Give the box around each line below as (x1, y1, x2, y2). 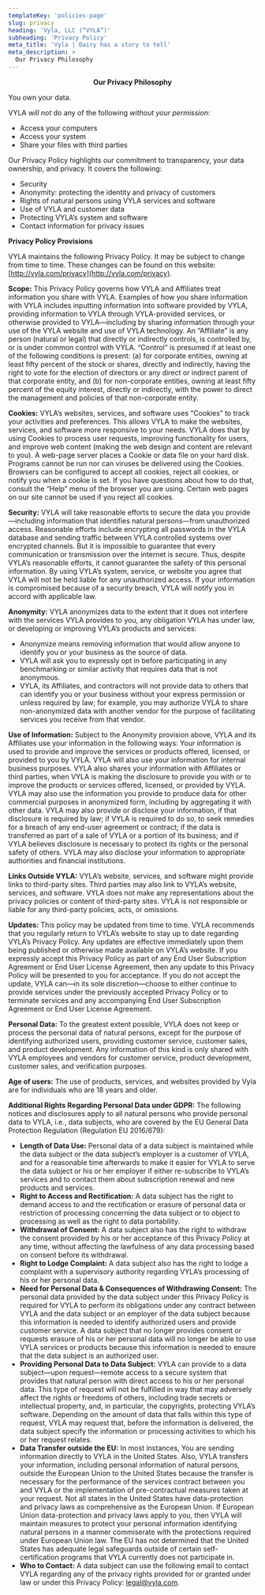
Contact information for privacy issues (19, 221, 144, 230)
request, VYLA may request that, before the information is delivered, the (19, 1418, 254, 1427)
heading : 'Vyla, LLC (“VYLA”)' (8, 26, 111, 34)
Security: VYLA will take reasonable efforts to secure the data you (8, 507, 224, 517)
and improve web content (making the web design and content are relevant (8, 442, 252, 451)
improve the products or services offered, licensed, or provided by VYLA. (8, 780, 246, 790)
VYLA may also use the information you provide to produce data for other (8, 788, 247, 798)
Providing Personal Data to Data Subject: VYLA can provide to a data (19, 1359, 247, 1368)
